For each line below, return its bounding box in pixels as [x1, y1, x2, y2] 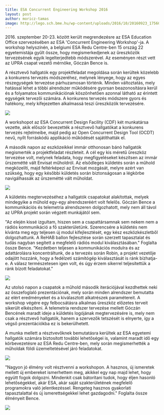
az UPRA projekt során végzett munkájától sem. [5, 209, 101, 215]
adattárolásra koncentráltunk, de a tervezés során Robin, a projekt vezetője [5, 250, 156, 256]
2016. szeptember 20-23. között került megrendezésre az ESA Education [5, 34, 152, 40]
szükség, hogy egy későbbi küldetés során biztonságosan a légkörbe [5, 170, 145, 176]
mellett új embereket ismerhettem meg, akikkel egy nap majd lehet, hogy [5, 370, 151, 375]
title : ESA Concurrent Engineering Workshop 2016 [5, 7, 108, 12]
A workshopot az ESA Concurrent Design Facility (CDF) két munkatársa [5, 119, 149, 125]
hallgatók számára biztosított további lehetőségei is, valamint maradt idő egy [5, 335, 159, 341]
